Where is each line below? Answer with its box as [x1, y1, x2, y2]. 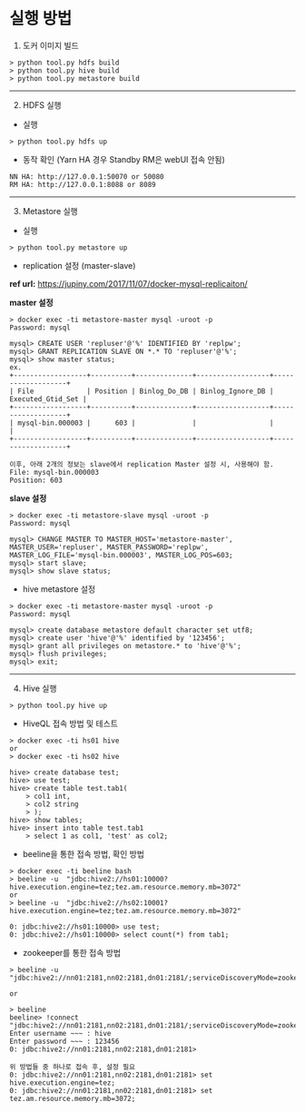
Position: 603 [9, 476, 64, 485]
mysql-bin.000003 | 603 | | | [17, 418, 274, 428]
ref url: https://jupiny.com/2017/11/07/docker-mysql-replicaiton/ [9, 278, 248, 289]
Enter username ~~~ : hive [9, 1028, 112, 1038]
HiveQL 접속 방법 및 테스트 [22, 718, 118, 729]
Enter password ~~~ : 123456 [9, 1037, 120, 1046]
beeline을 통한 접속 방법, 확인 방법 [22, 848, 145, 859]
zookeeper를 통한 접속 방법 [22, 947, 121, 958]
